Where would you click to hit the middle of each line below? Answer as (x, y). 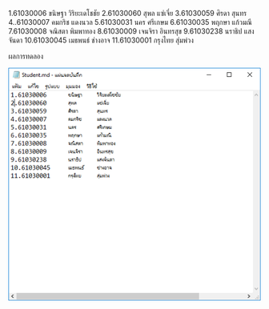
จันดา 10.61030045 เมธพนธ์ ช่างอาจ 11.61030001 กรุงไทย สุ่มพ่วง (101, 40)
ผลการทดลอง (26, 56)
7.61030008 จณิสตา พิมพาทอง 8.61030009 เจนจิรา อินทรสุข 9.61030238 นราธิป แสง (131, 31)
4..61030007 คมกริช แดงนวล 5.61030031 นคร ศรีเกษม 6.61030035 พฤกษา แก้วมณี (130, 22)
